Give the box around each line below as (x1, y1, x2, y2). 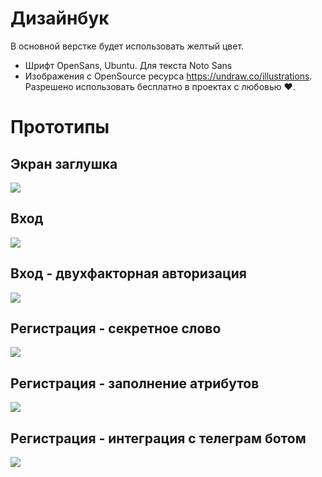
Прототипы (10, 116, 110, 139)
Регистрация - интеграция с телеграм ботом (10, 430, 307, 447)
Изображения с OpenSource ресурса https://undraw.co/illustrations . (24, 70, 313, 82)
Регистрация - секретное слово (10, 320, 222, 337)
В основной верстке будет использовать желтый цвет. (10, 40, 245, 52)
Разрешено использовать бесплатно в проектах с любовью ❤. (24, 80, 296, 92)
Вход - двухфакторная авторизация (10, 265, 247, 282)
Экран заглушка (10, 155, 118, 172)
